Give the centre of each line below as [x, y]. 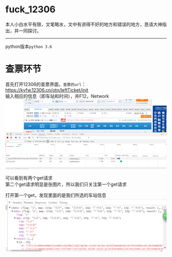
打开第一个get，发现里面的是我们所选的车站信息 [56, 195]
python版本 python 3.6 [29, 46]
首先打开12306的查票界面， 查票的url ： [46, 84]
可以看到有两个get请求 [29, 177]
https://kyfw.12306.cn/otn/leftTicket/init [47, 90]
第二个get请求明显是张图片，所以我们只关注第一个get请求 [66, 184]
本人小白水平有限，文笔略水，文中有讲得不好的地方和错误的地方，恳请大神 [84, 24]
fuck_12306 [30, 9]
